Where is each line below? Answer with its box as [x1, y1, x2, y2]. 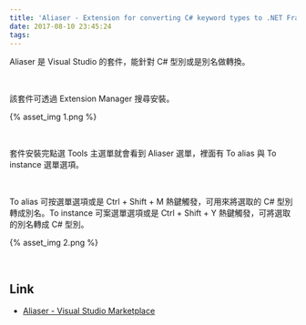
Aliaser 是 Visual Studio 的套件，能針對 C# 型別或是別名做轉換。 [9, 56, 250, 67]
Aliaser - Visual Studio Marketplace [22, 306, 156, 317]
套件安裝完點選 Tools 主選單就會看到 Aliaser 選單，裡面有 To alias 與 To [9, 147, 277, 159]
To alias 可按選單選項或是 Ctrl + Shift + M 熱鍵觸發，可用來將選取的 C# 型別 [9, 197, 293, 208]
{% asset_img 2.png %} [9, 238, 98, 249]
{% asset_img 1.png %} [9, 111, 97, 123]
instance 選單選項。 [9, 159, 84, 170]
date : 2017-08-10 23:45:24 [9, 22, 112, 31]
